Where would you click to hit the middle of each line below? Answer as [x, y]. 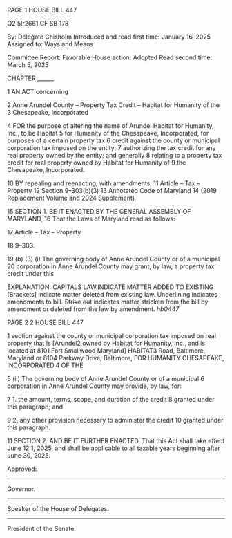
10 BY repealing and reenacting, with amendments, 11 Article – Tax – [104, 183]
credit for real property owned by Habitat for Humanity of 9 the [97, 163]
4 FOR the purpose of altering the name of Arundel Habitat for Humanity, [110, 126]
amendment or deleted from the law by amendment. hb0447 [93, 309]
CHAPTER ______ [30, 78]
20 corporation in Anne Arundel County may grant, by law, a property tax [111, 266]
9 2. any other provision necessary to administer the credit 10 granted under [115, 420]
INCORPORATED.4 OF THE [46, 365]
